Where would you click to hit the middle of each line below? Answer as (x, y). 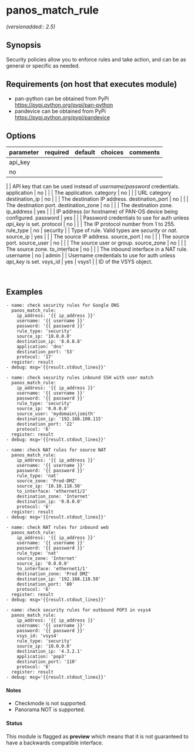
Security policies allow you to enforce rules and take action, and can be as (96, 59)
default (85, 152)
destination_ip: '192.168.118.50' (59, 579)
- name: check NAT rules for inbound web (58, 528)
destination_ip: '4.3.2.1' (50, 652)
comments (144, 152)
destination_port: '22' (46, 424)
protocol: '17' (35, 357)
